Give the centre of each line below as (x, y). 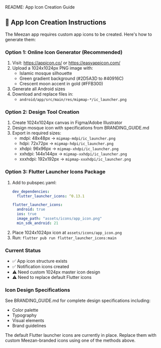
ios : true (27, 214)
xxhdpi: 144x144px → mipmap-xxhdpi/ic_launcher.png (73, 154)
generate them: (20, 39)
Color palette (25, 310)
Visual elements (28, 321)
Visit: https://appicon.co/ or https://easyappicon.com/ (66, 63)
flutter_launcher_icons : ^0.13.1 (51, 196)
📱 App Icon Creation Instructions (56, 22)
